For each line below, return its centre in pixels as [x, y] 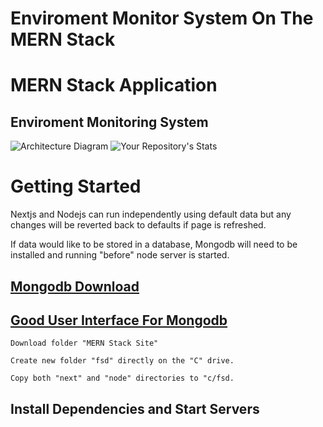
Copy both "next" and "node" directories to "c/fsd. [122, 378]
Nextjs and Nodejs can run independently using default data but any [151, 214]
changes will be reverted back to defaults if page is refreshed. [138, 225]
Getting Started [76, 186]
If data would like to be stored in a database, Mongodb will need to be [154, 244]
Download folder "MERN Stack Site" [84, 343]
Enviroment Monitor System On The [162, 18]
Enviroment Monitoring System [109, 122]
